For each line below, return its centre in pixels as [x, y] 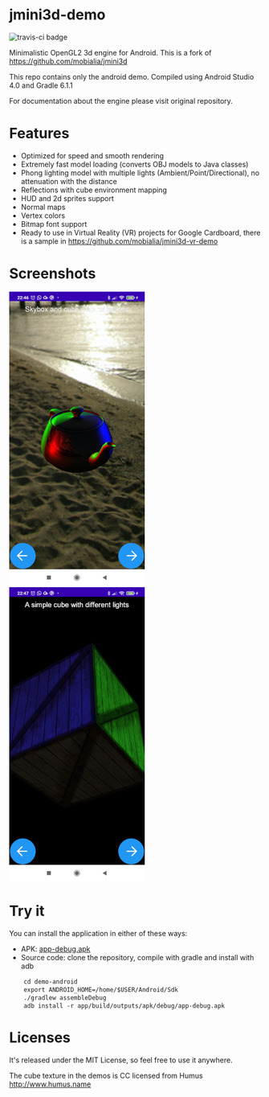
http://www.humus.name [50, 1084]
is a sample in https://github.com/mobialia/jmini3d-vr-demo [119, 241]
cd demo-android [51, 982]
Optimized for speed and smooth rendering [92, 155]
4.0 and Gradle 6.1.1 [41, 85]
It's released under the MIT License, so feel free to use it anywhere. [121, 1060]
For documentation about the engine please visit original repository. [121, 101]
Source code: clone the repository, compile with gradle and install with [137, 957]
